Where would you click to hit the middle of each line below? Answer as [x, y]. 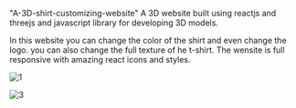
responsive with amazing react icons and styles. [100, 59]
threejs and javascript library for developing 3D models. [114, 23]
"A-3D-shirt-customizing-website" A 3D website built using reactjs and [143, 13]
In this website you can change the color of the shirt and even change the [148, 40]
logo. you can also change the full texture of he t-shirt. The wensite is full [147, 50]
